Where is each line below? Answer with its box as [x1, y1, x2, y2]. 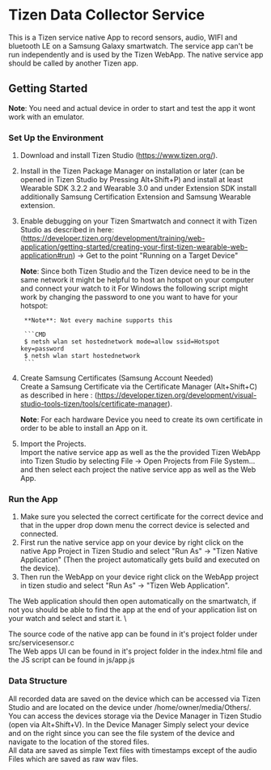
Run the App [8, 493, 58, 504]
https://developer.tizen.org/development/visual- [96, 390, 257, 400]
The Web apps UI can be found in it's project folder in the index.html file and [8, 646, 263, 657]
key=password [19, 345, 65, 353]
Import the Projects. [19, 439, 87, 449]
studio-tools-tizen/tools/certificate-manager [19, 399, 168, 409]
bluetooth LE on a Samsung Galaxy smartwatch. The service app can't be [8, 40, 253, 50]
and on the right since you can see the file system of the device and [8, 728, 235, 738]
